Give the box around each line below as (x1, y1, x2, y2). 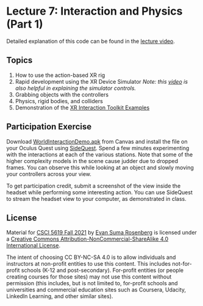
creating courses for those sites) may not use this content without (6, 273, 172, 280)
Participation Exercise (6, 122, 92, 132)
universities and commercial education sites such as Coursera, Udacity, (6, 286, 187, 294)
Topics (6, 55, 33, 65)
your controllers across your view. (6, 170, 91, 178)
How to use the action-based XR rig (15, 71, 105, 79)
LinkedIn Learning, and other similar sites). (6, 293, 113, 300)
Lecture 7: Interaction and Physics (6, 4, 183, 18)
